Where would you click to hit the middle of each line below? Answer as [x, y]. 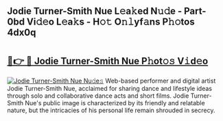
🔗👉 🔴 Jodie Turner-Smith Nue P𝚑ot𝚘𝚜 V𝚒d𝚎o [108, 61]
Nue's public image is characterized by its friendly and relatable [115, 103]
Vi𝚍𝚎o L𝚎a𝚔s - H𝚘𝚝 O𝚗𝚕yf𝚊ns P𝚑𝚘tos [110, 22]
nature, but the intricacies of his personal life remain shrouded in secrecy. [111, 110]
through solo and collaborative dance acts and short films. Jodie [98, 96]
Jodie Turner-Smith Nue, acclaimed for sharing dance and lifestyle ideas [110, 89]
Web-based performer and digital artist [161, 81]
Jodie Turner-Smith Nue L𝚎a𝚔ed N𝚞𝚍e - [95, 11]
